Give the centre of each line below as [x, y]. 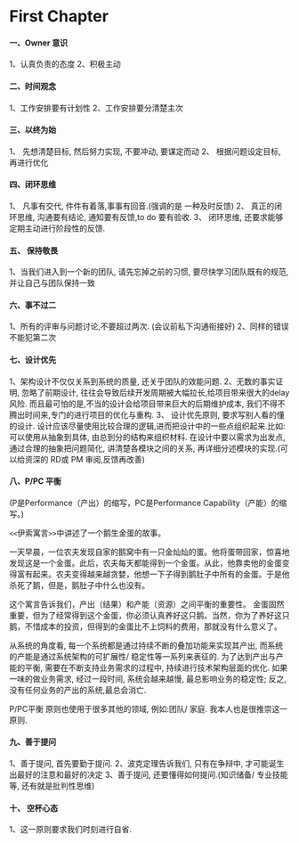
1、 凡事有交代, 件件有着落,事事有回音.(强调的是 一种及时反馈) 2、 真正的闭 [146, 206]
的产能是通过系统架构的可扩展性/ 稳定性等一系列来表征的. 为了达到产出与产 [146, 656]
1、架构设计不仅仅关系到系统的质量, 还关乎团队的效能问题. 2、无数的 [135, 381]
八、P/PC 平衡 [36, 481]
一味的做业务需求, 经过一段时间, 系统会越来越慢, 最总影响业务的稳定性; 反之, [148, 678]
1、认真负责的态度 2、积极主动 [65, 64]
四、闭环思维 [32, 184]
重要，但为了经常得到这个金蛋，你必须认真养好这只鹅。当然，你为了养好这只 [149, 615]
